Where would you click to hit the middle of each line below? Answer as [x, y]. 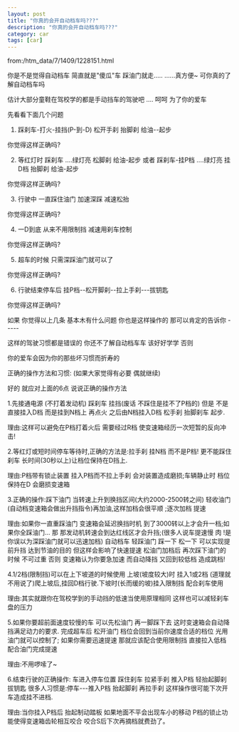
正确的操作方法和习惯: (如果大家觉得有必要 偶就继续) [84, 373]
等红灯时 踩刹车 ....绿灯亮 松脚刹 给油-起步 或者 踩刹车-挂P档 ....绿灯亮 [120, 160]
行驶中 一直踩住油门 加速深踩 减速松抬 [73, 199]
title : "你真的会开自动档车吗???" [53, 21]
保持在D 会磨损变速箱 [39, 484]
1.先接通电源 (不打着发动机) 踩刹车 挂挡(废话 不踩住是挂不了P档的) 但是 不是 [118, 404]
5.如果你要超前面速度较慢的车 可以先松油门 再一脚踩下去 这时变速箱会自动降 [118, 622]
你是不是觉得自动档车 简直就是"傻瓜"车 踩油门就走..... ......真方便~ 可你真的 [116, 75]
